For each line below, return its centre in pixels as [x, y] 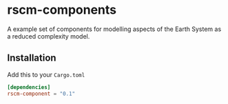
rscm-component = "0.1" [41, 94]
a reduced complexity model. [49, 36]
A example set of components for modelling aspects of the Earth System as [114, 29]
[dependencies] [29, 87]
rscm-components [62, 10]
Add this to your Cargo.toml [46, 74]
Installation [32, 58]
